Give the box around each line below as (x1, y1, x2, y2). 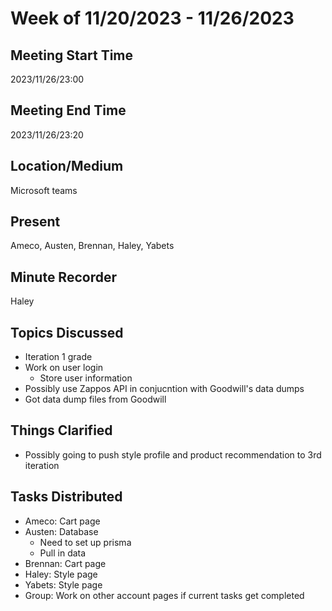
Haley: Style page (24, 568, 98, 580)
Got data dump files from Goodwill (24, 393, 167, 406)
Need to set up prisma (39, 536, 132, 548)
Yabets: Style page (24, 578, 103, 591)
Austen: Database (24, 525, 99, 537)
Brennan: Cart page (24, 557, 107, 569)
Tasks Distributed (10, 488, 123, 506)
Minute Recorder (10, 268, 117, 286)
